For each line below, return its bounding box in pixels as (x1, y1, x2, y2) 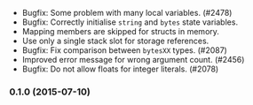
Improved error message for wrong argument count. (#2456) (21, 55, 245, 64)
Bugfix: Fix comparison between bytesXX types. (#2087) (21, 45, 228, 56)
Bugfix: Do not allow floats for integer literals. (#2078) (21, 64, 219, 74)
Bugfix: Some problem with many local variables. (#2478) (21, 8, 233, 18)
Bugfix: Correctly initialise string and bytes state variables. (21, 17, 238, 27)
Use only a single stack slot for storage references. (21, 35, 210, 46)
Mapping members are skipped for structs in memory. (21, 26, 220, 36)
